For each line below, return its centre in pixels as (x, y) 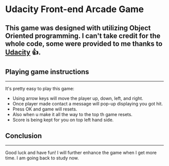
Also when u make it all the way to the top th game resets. (72, 115)
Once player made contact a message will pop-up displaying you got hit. (88, 104)
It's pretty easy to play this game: (40, 89)
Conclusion (24, 135)
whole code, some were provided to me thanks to (84, 44)
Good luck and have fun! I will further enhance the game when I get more (81, 153)
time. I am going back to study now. (42, 158)
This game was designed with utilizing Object (78, 28)
